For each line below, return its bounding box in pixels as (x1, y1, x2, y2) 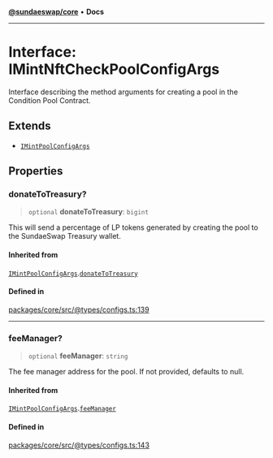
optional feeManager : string (28, 351, 128, 361)
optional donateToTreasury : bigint (28, 207, 149, 217)
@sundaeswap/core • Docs (8, 7, 104, 16)
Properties (8, 164, 63, 178)
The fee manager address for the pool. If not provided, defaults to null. (8, 367, 245, 377)
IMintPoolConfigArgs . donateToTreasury (8, 268, 138, 278)
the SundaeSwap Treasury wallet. (8, 231, 122, 241)
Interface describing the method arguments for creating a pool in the (8, 87, 238, 97)
